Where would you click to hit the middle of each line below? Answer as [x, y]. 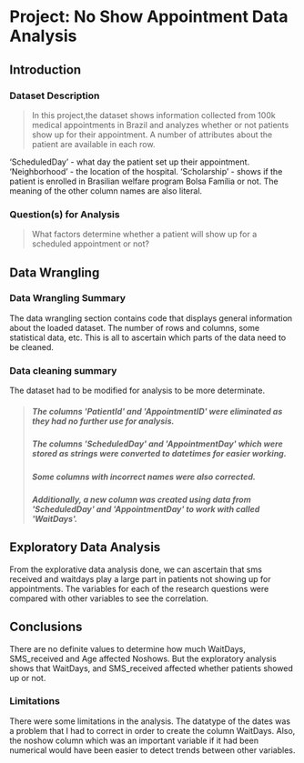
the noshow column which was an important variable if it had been [134, 740]
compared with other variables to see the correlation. [109, 598]
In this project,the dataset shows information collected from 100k [153, 115]
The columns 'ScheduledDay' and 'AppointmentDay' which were [157, 444]
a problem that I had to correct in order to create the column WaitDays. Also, [152, 730]
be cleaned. [32, 346]
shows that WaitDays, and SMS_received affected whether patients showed [152, 668]
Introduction [46, 70]
